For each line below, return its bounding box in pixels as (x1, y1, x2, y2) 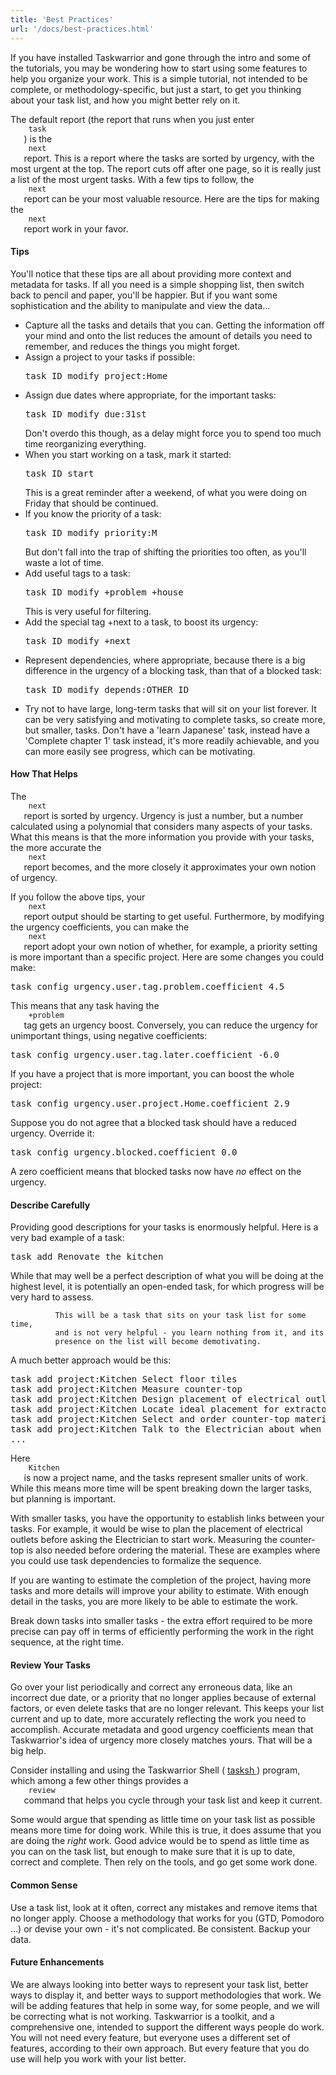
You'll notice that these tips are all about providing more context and (10, 267, 292, 280)
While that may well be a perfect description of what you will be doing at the (10, 1270, 324, 1282)
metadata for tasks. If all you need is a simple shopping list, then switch (10, 278, 305, 290)
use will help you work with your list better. (10, 2052, 187, 2065)
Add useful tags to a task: (24, 567, 131, 579)
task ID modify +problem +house (24, 586, 184, 598)
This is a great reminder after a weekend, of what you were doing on (24, 486, 307, 498)
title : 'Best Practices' (10, 14, 114, 25)
